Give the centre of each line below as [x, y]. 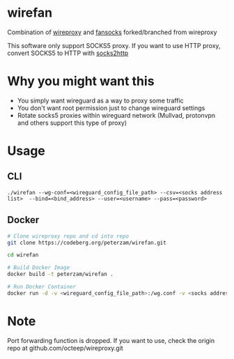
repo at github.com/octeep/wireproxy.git [65, 348]
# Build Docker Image [39, 268]
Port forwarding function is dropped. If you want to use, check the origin [111, 340]
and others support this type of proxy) [72, 123]
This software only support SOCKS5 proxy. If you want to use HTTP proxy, [114, 45]
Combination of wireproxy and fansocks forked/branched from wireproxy [112, 32]
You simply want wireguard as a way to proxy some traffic [101, 100]
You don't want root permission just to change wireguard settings [111, 108]
